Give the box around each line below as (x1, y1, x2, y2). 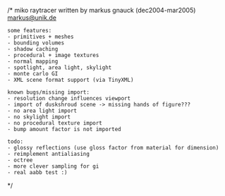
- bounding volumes (7, 39, 65, 47)
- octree (7, 157, 33, 164)
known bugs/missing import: (7, 89, 90, 96)
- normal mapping (7, 58, 59, 65)
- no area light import (7, 107, 78, 114)
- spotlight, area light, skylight (7, 64, 112, 71)
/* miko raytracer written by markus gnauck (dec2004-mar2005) (7, 6, 196, 14)
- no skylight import (7, 114, 71, 121)
